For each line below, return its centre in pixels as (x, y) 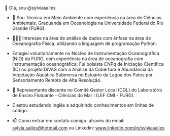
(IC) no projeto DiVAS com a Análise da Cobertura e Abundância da (82, 69)
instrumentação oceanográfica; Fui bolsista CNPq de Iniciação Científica (88, 64)
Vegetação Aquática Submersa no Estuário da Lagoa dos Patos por (82, 75)
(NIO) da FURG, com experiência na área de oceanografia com (78, 59)
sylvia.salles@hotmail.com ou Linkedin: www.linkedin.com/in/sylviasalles (88, 128)
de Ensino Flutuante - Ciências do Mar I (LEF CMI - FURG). (73, 95)
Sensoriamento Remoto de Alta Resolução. (57, 80)
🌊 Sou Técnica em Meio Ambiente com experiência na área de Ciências (87, 17)
